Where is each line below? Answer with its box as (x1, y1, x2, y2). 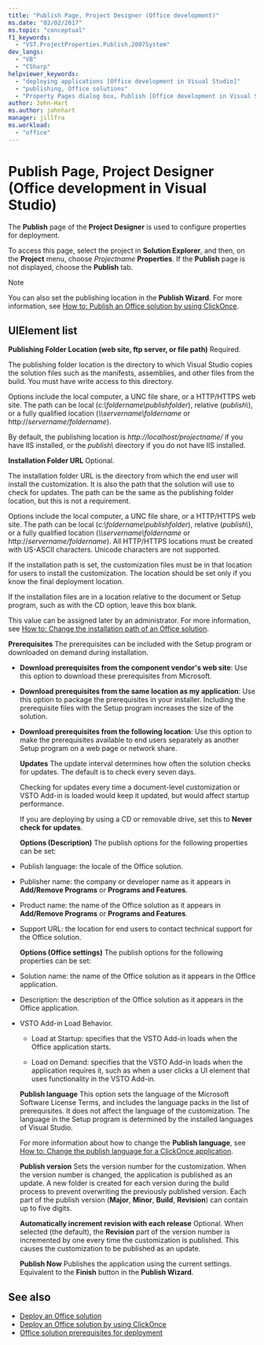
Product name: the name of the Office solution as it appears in (19, 900, 222, 910)
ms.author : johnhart (8, 107, 76, 115)
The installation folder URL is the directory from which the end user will (8, 471, 238, 481)
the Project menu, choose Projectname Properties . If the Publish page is (8, 253, 246, 264)
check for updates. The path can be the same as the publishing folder (8, 488, 234, 497)
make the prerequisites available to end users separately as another (19, 735, 240, 745)
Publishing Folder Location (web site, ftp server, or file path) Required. (8, 345, 241, 354)
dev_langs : (8, 48, 44, 56)
